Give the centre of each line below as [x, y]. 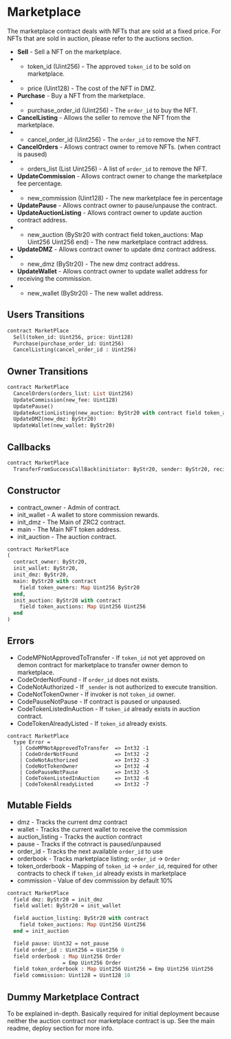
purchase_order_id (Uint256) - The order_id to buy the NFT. [112, 110]
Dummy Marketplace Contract [73, 997]
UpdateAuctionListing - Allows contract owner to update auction [110, 212]
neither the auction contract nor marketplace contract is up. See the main [111, 1021]
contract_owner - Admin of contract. [69, 507]
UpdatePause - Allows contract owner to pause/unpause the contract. [117, 205]
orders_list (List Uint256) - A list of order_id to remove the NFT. [117, 169]
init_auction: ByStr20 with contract [67, 600]
